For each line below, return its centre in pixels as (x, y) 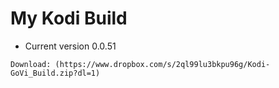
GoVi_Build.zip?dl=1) (55, 73)
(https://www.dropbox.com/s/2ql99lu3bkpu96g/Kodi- (162, 64)
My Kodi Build (69, 18)
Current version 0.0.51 (70, 46)
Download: (31, 64)
